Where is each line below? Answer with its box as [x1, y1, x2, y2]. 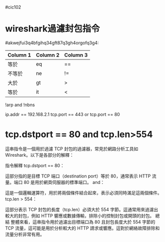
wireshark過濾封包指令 [5, 23, 100, 34]
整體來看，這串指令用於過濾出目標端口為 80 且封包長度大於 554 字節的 [10, 219, 156, 225]
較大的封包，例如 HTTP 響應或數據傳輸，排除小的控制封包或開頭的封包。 [5, 213, 155, 219]
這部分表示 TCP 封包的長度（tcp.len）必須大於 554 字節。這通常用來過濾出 [5, 206, 159, 212]
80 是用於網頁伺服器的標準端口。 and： [23, 179, 105, 185]
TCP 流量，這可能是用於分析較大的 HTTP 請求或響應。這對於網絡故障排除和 [5, 225, 160, 231]
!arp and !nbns [5, 102, 35, 108]
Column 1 [7, 52, 31, 59]
